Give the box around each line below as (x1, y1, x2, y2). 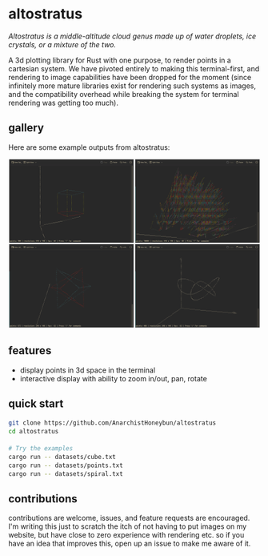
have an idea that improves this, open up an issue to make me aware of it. (8, 538, 251, 549)
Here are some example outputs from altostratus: (8, 142, 170, 152)
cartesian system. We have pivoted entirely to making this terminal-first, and (8, 63, 260, 73)
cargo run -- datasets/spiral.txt (8, 469, 124, 477)
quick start (8, 397, 64, 411)
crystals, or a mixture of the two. (8, 39, 117, 49)
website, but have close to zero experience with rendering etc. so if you (8, 530, 245, 540)
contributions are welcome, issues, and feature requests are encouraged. (8, 514, 250, 523)
